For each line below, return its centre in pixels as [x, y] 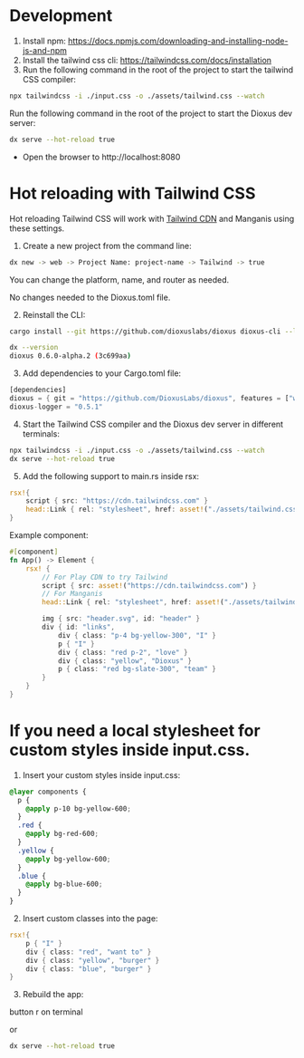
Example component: [49, 535]
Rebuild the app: [53, 995]
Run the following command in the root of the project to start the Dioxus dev [151, 113]
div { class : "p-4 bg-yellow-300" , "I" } [137, 635]
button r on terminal [46, 1012]
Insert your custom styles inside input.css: [101, 774]
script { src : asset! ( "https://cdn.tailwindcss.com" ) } [149, 585]
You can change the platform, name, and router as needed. [119, 279]
